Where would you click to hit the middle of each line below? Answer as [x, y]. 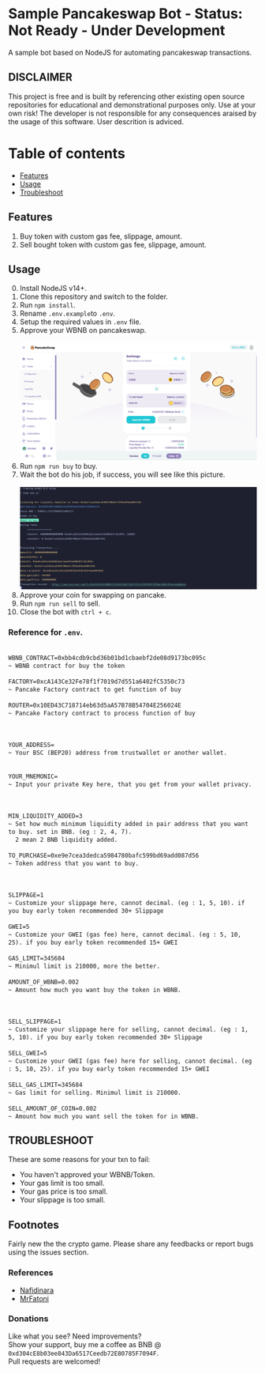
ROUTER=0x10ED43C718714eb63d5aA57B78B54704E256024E [95, 705]
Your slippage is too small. [62, 1200]
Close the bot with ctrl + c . [65, 612]
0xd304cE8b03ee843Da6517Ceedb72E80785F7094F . [84, 1353]
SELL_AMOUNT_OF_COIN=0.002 [52, 1108]
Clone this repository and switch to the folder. [93, 296]
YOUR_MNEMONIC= [33, 776]
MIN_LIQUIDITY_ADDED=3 [45, 816]
